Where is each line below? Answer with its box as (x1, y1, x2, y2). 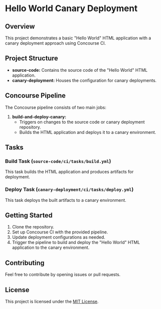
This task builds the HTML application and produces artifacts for (5, 169, 134, 175)
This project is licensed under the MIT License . (5, 299, 99, 305)
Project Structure (5, 54, 58, 63)
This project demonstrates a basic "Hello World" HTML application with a (5, 35, 151, 41)
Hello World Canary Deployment (5, 3, 138, 14)
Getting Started (5, 211, 53, 219)
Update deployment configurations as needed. (12, 234, 105, 240)
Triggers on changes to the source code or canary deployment (19, 119, 145, 125)
